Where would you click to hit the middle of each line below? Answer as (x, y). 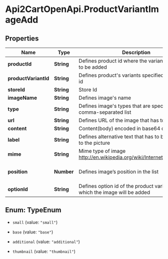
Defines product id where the (113, 61)
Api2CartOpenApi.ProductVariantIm (82, 9)
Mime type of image (102, 151)
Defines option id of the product (116, 186)
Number (64, 172)
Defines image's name (105, 98)
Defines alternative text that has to (119, 137)
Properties (22, 38)
